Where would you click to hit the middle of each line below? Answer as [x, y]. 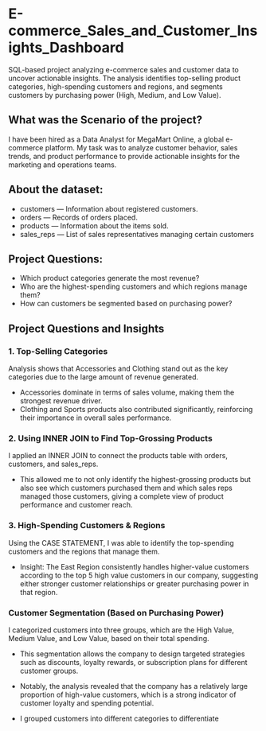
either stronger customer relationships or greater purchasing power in [134, 583]
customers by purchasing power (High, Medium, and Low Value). [115, 95]
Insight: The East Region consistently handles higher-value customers [134, 566]
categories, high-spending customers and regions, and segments [115, 86]
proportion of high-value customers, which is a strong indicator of [128, 694]
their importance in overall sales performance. [96, 418]
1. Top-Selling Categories [58, 351]
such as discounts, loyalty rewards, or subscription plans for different [134, 662]
